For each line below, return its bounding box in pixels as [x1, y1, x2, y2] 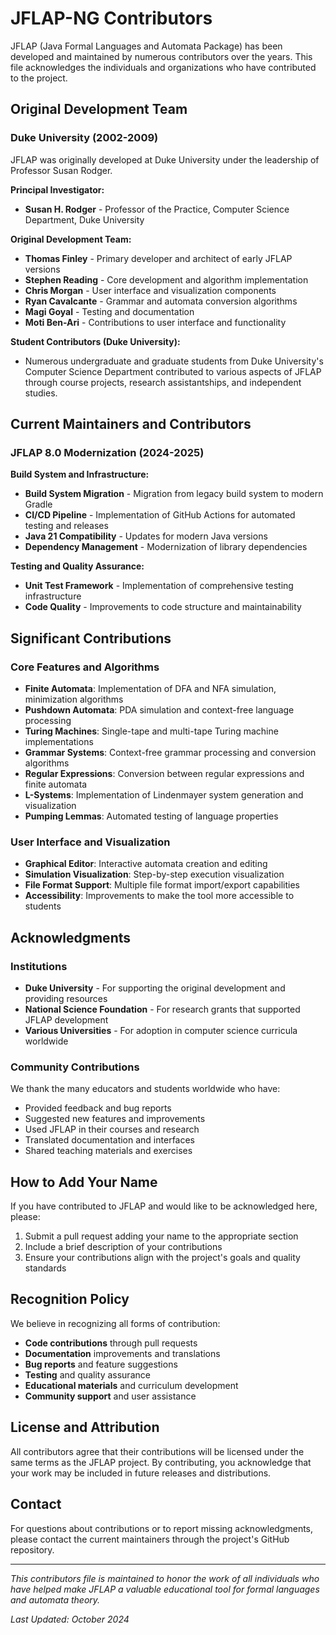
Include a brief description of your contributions [24, 1241, 223, 1253]
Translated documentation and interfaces [24, 1134, 195, 1146]
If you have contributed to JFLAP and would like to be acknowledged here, [10, 1200, 318, 1212]
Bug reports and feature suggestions [24, 1358, 178, 1370]
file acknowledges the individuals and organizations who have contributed [10, 61, 317, 73]
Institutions [10, 959, 68, 973]
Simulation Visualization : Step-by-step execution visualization [24, 868, 285, 881]
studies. [24, 387, 58, 399]
